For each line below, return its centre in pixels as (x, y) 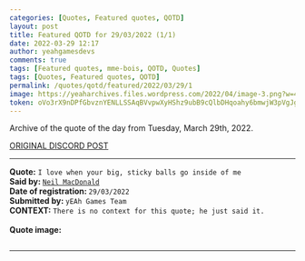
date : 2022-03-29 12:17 (54, 43)
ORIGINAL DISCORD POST (59, 146)
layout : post (34, 26)
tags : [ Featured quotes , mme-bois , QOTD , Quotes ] (105, 69)
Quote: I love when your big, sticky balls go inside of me (126, 172)
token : (22, 102)
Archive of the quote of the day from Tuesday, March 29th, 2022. (132, 128)
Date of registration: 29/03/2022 (69, 191)
